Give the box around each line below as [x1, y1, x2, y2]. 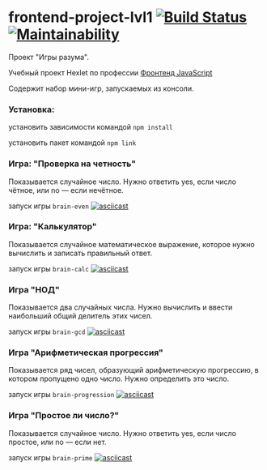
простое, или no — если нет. [8, 437, 107, 446]
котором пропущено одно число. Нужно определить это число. [8, 374, 230, 384]
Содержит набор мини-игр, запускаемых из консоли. [8, 83, 194, 93]
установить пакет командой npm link [8, 138, 137, 147]
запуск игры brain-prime [8, 452, 93, 462]
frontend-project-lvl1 [8, 8, 153, 27]
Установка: [8, 104, 55, 115]
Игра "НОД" [8, 284, 60, 295]
